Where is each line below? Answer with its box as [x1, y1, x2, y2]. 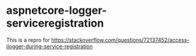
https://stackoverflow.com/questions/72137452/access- [51, 36, 190, 43]
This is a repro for [6, 36, 50, 43]
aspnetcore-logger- [6, 4, 107, 17]
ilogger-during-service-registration [6, 43, 93, 50]
